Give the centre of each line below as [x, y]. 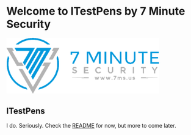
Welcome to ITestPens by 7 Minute [96, 11]
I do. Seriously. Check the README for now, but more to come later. [91, 126]
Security [28, 24]
